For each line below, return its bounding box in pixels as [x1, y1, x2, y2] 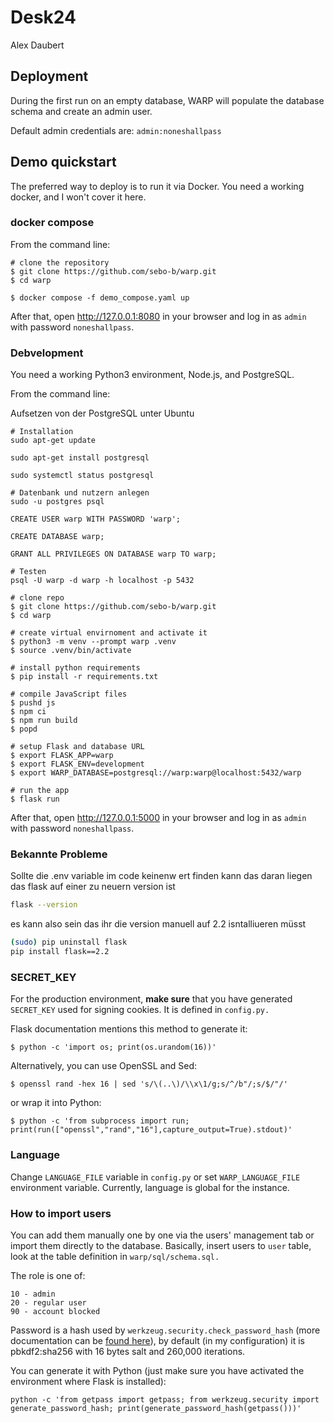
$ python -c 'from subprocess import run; [10, 1116, 190, 1126]
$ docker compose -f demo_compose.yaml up [10, 292, 190, 303]
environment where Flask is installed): [10, 1375, 167, 1387]
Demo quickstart [10, 154, 117, 171]
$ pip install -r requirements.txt [10, 672, 159, 682]
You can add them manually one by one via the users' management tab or [10, 1229, 315, 1241]
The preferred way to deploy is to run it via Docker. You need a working [10, 180, 305, 192]
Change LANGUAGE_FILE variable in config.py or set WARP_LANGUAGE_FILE [10, 1171, 301, 1183]
